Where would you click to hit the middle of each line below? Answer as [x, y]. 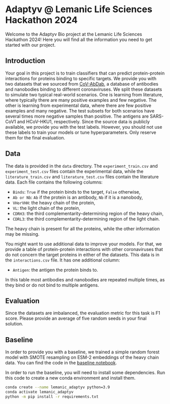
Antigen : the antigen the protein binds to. [55, 270]
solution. [14, 324]
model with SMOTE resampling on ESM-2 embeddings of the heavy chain [82, 357]
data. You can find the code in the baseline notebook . [61, 363]
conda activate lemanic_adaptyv [39, 392]
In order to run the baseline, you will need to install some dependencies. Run [85, 373]
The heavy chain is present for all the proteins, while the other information [82, 229]
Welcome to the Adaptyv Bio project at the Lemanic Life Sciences [74, 34]
